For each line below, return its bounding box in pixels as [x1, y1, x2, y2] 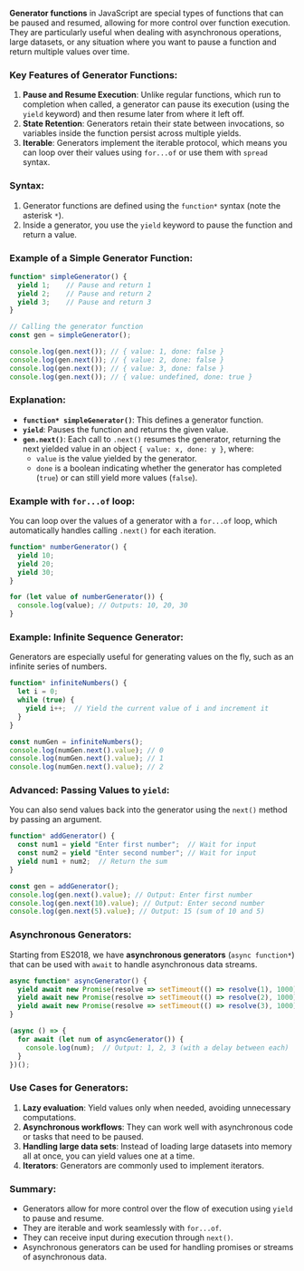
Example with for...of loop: [9, 494, 136, 507]
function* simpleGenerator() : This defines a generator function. [22, 414, 264, 425]
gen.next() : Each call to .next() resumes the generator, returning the [22, 433, 281, 444]
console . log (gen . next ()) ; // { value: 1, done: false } [9, 347, 224, 356]
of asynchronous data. [22, 1251, 107, 1262]
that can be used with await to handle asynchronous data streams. [9, 958, 258, 969]
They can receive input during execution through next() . [22, 1232, 233, 1243]
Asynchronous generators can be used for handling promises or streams [22, 1241, 294, 1252]
